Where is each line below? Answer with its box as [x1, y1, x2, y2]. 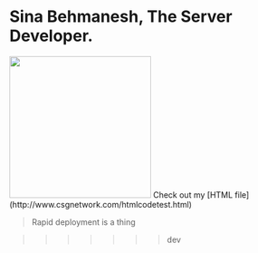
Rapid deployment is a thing [31, 216, 136, 228]
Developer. [9, 25, 93, 46]
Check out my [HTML [152, 189, 234, 200]
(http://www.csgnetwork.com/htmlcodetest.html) [9, 199, 193, 209]
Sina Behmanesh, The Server [9, 6, 233, 27]
